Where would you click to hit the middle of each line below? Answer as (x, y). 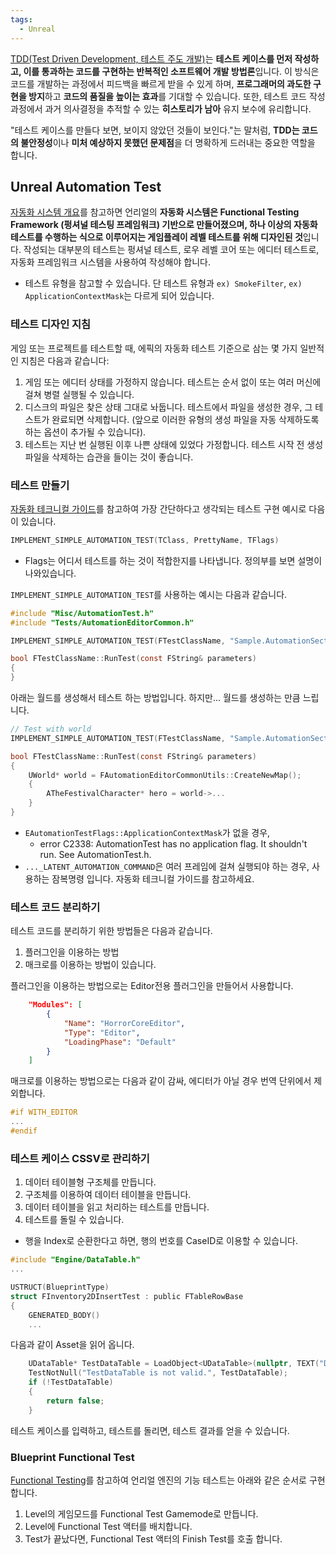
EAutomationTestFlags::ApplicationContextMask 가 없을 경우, (147, 832)
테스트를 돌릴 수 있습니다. (74, 1220)
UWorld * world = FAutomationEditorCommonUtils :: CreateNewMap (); (165, 775)
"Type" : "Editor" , (102, 1032)
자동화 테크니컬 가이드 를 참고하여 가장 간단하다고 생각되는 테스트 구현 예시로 (158, 508)
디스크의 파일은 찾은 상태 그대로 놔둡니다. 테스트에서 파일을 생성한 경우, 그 (168, 407)
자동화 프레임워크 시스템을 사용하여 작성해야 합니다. (110, 262)
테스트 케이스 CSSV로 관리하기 (80, 1158)
